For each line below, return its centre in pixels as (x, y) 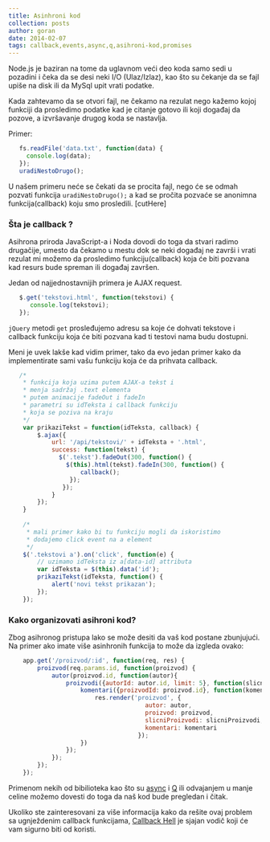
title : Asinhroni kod (45, 16)
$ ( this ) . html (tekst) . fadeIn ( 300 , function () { (145, 465)
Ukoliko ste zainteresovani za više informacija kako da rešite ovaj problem (131, 811)
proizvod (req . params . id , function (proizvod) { (117, 668)
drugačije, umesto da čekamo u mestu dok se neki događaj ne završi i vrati (132, 250)
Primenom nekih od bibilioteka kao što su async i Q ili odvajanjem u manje (131, 787)
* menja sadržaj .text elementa (77, 390)
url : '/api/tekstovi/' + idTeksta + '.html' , (129, 443)
